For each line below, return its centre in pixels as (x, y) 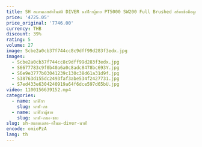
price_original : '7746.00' (40, 23)
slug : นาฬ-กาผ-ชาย (38, 118)
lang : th (17, 135)
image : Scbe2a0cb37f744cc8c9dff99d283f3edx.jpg (67, 51)
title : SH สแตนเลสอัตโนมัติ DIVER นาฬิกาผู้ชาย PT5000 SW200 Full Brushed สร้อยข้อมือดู (101, 12)
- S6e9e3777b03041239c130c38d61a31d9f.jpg (66, 73)
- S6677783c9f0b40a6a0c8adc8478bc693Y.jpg (66, 67)
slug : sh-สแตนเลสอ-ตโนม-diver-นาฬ (47, 124)
